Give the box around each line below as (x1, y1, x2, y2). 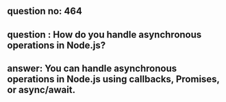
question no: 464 (7, 5, 82, 17)
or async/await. (7, 84, 76, 96)
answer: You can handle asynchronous (7, 63, 177, 75)
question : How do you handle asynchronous (7, 29, 202, 40)
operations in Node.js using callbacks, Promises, (7, 73, 220, 85)
